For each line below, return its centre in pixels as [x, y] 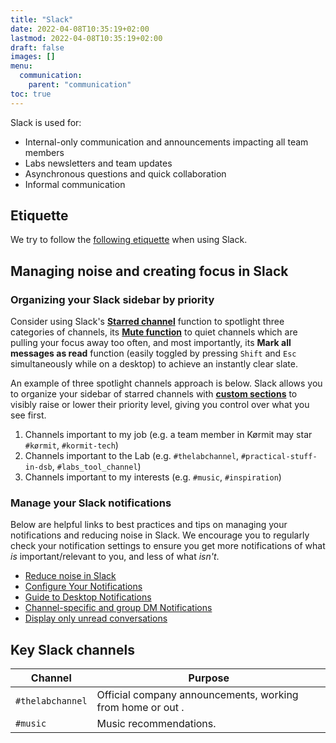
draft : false [37, 47]
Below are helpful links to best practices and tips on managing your [149, 525]
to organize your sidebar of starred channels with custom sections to [154, 394]
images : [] [33, 57]
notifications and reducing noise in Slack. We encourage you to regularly [160, 535]
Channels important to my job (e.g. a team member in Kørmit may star [168, 435]
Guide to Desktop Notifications [88, 597]
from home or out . [140, 708]
